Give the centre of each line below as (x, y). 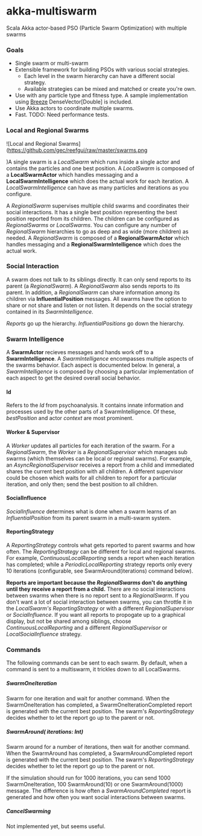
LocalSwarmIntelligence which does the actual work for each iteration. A (97, 181)
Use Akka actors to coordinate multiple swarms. (74, 108)
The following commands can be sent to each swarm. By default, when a (97, 663)
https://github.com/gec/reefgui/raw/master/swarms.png (78, 150)
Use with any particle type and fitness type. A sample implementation (101, 96)
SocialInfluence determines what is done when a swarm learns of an (91, 511)
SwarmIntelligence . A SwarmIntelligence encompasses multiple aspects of (100, 359)
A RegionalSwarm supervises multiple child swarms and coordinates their (98, 206)
